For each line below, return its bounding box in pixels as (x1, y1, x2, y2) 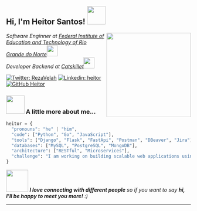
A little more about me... (25, 107, 96, 115)
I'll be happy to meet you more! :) (6, 193, 88, 200)
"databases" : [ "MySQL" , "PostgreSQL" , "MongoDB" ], (11, 142, 138, 148)
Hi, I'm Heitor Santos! (6, 17, 86, 27)
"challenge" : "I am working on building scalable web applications (11, 154, 180, 159)
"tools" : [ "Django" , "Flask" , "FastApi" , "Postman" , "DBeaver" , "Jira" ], (11, 137, 195, 143)
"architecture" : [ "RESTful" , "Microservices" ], (11, 148, 130, 154)
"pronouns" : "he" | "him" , (11, 126, 77, 132)
